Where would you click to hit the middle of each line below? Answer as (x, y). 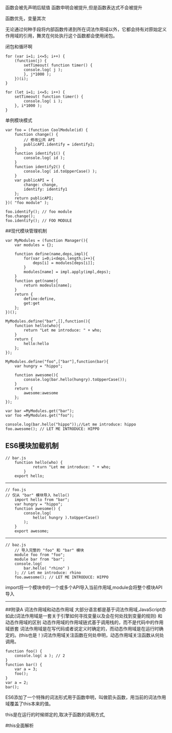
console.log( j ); (43, 70)
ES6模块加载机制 (32, 446)
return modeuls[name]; (48, 286)
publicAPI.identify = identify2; (59, 145)
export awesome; (32, 531)
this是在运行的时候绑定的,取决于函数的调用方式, (55, 715)
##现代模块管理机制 (26, 231)
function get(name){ (36, 281)
